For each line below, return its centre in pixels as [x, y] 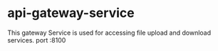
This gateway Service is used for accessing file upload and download [109, 33]
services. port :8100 [37, 40]
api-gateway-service [71, 13]
